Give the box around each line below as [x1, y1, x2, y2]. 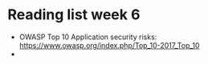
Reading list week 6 [7, 6, 141, 24]
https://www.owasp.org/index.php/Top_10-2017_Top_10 [18, 40, 200, 50]
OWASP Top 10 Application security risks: [18, 32, 157, 42]
